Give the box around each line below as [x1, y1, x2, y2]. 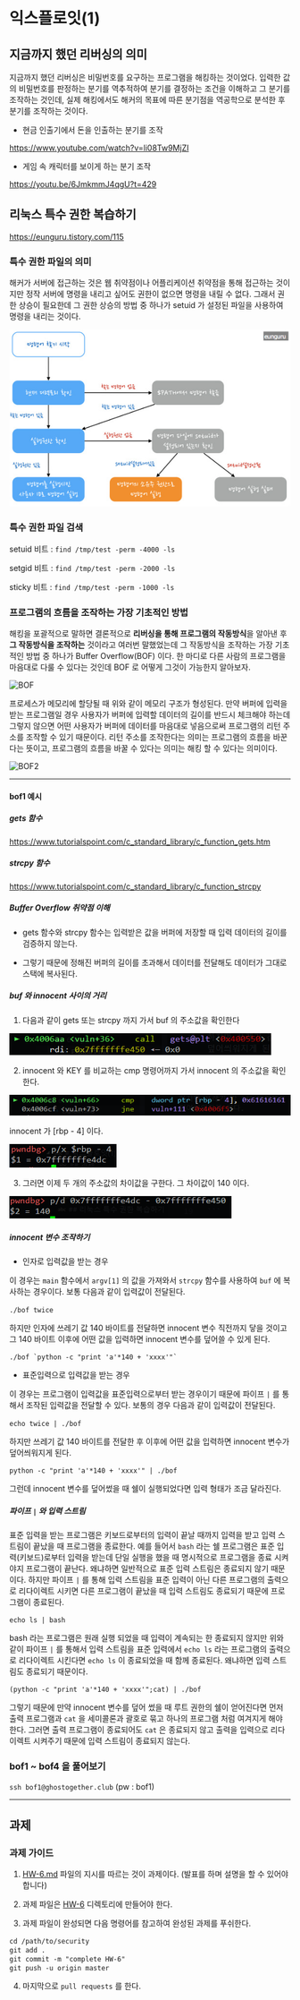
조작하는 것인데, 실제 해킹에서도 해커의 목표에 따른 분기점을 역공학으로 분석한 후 [9, 95, 286, 105]
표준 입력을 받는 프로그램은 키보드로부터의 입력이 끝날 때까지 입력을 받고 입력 [9, 1530, 277, 1541]
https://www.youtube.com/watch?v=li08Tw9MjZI [9, 142, 189, 153]
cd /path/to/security [9, 1937, 90, 1946]
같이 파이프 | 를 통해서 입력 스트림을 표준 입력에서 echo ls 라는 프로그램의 [9, 1644, 268, 1654]
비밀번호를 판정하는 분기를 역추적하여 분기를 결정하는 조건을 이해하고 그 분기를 [18, 83, 291, 94]
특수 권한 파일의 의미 [9, 255, 92, 268]
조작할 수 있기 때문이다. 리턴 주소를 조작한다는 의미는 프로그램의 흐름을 [25, 731, 271, 743]
